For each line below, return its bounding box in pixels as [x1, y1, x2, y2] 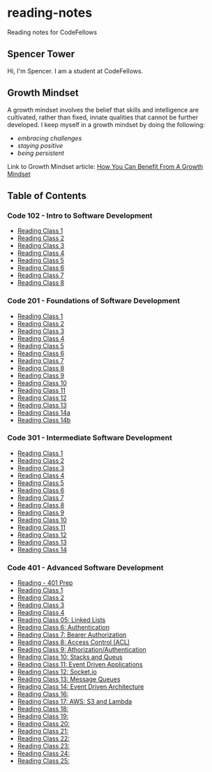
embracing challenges [17, 134, 82, 142]
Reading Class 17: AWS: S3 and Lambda [17, 697, 132, 706]
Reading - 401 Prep [17, 579, 73, 587]
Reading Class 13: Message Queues [17, 675, 121, 683]
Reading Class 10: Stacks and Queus [17, 653, 123, 661]
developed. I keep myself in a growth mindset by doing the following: [7, 120, 206, 128]
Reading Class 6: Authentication [17, 623, 110, 632]
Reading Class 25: [17, 757, 70, 765]
